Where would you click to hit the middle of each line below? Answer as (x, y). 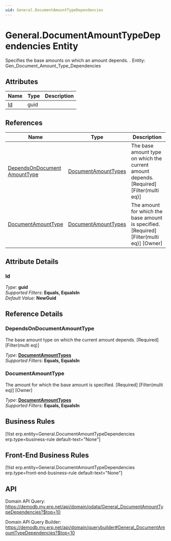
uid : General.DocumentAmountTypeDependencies (54, 10)
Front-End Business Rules (47, 456)
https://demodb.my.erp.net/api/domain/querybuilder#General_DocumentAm (85, 527)
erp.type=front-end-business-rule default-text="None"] (64, 473)
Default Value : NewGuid (31, 298)
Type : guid (17, 287)
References (24, 123)
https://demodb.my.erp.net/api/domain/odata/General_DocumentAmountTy (84, 507)
